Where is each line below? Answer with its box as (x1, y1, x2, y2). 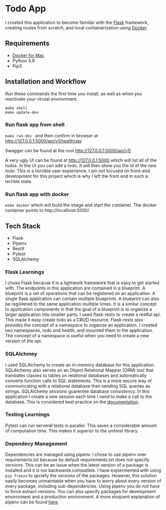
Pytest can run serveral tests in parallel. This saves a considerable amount (5, 422, 157, 428)
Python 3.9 (12, 58, 35, 64)
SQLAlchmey (5, 350, 38, 357)
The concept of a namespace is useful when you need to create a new (5, 333, 149, 339)
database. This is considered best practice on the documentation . (5, 399, 140, 405)
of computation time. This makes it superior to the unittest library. (5, 427, 139, 433)
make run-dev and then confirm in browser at (5, 132, 98, 138)
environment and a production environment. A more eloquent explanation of (5, 494, 160, 500)
